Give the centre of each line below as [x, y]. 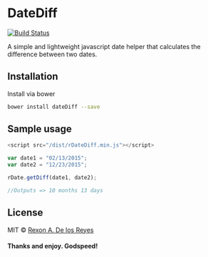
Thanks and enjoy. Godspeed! [53, 246]
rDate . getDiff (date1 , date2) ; [52, 178]
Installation [33, 77]
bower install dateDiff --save [54, 107]
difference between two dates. [52, 54]
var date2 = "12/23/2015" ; [47, 165]
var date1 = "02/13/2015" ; [47, 158]
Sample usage [40, 129]
